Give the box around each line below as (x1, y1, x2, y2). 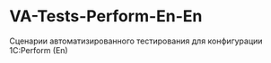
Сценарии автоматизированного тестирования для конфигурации (9, 35, 263, 46)
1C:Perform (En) (9, 44, 69, 55)
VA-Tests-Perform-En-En (9, 6, 203, 27)
